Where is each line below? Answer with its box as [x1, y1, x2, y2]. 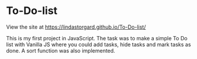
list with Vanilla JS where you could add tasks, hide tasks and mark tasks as [6, 41, 191, 48]
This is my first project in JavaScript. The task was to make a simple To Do [6, 34, 188, 41]
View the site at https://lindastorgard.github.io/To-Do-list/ [6, 23, 146, 30]
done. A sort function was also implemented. [6, 47, 115, 54]
